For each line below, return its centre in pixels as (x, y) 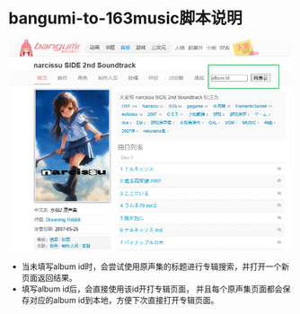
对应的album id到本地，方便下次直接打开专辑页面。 (124, 300)
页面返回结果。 (49, 277)
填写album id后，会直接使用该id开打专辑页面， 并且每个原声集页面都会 (152, 289)
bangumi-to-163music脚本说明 (126, 18)
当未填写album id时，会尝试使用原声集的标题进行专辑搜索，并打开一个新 (155, 266)
